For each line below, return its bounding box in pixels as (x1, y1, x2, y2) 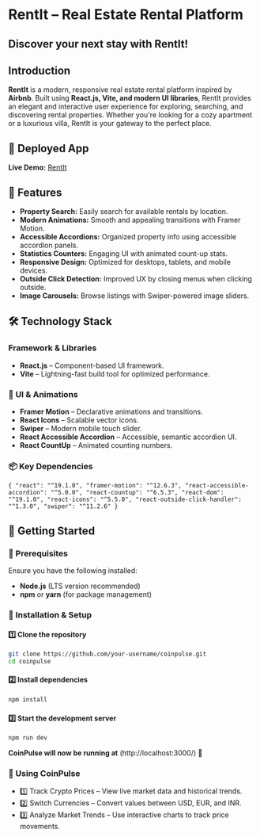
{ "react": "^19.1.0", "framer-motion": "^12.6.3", (8, 482, 182, 490)
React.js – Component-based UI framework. (19, 361, 164, 370)
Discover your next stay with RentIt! (8, 37, 188, 51)
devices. (19, 266, 48, 275)
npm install (8, 696, 47, 704)
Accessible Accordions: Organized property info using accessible (19, 232, 237, 242)
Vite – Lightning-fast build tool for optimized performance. (19, 369, 211, 378)
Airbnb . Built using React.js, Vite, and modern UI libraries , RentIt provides (8, 94, 251, 103)
